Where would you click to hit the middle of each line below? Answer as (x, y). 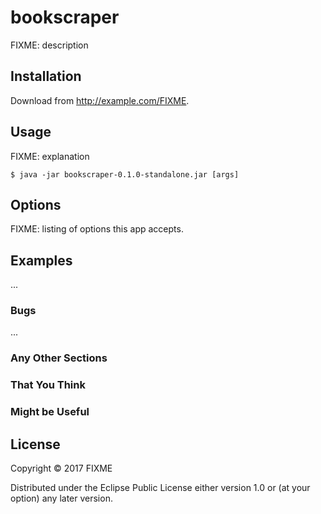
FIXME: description (49, 45)
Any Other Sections (59, 358)
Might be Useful (50, 412)
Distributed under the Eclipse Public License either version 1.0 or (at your (160, 488)
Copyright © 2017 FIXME (61, 468)
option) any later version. (61, 498)
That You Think (48, 385)
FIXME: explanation (50, 156)
